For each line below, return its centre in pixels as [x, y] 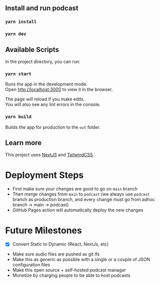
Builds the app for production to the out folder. [53, 127]
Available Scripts [32, 49]
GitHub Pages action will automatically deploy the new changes [78, 210]
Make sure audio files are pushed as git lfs [56, 254]
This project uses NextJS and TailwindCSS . [50, 155]
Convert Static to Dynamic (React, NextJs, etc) [60, 244]
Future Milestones [44, 230]
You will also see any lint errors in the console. [53, 104]
